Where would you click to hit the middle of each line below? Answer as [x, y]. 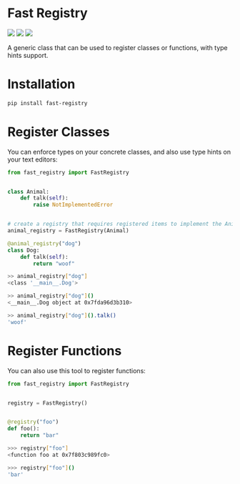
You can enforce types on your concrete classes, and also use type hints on [119, 152]
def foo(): [24, 429]
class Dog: [24, 250]
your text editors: [32, 159]
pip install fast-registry [47, 103]
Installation [41, 84]
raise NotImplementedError [73, 205]
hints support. [28, 55]
